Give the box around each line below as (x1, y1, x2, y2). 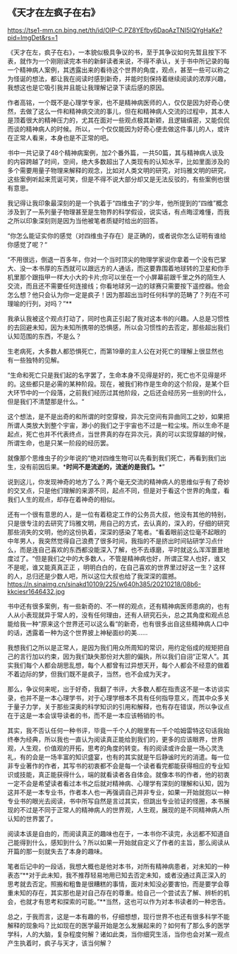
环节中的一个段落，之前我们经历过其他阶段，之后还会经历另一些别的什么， (13, 388, 230, 397)
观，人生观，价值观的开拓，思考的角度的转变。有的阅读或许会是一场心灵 (7, 744, 217, 752)
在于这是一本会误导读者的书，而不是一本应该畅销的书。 (7, 711, 168, 720)
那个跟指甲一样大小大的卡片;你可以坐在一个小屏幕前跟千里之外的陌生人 (19, 272, 226, 281)
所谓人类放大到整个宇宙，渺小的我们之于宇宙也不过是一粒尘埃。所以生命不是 (7, 421, 230, 429)
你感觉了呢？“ (7, 240, 48, 248)
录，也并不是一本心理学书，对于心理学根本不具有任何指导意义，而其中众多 (7, 694, 224, 702)
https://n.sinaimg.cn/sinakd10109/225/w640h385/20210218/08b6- (7, 579, 201, 588)
